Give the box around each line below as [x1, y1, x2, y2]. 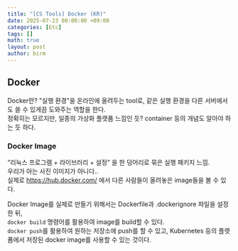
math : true [7, 37, 40, 44]
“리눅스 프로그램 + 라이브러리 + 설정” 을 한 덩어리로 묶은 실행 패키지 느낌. [7, 158, 210, 166]
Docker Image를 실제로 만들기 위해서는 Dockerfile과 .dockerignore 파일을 [7, 200, 216, 208]
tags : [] [7, 30, 33, 38]
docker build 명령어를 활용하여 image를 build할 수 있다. [7, 218, 165, 226]
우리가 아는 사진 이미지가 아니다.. [7, 166, 99, 175]
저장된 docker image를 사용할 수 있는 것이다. [26, 235, 151, 244]
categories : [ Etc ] [7, 23, 62, 31]
